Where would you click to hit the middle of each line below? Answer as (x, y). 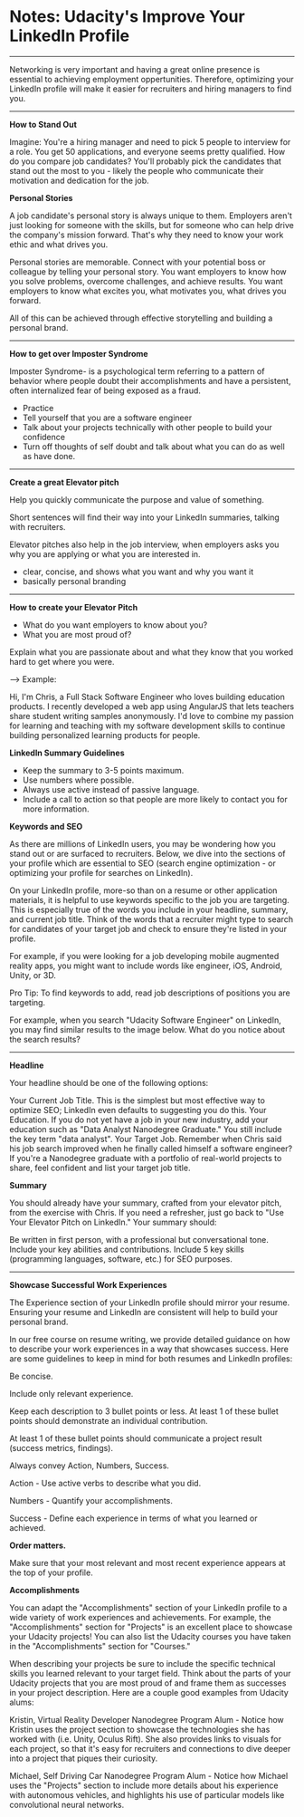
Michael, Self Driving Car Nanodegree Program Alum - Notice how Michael (149, 1775)
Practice (38, 408)
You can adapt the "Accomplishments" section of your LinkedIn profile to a (148, 1607)
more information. (56, 809)
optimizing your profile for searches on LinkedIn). (101, 872)
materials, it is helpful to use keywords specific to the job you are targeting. (149, 899)
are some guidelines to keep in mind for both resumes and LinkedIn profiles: (151, 1358)
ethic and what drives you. (59, 244)
